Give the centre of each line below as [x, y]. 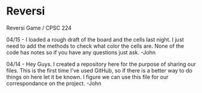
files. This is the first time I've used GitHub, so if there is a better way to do [99, 70]
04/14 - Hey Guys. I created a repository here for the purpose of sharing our [101, 64]
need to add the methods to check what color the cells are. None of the [95, 46]
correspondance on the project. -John [54, 83]
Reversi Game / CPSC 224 [39, 28]
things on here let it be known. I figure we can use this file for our [87, 77]
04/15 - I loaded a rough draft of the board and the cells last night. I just [95, 39]
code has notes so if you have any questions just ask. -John [81, 52]
